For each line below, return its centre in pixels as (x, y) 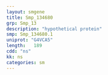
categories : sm (26, 62)
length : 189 (24, 46)
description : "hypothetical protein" (54, 29)
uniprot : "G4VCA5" (30, 40)
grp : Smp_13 (21, 23)
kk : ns (15, 57)
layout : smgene (26, 12)
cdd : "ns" (19, 51)
